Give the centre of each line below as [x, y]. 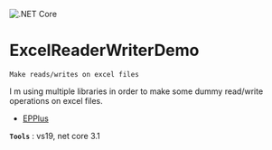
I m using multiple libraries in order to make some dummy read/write [136, 91]
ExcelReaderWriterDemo [104, 51]
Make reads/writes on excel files [75, 74]
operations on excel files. [56, 100]
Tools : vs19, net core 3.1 [55, 136]
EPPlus [36, 118]
